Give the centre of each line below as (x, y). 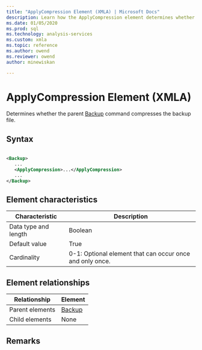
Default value (28, 244)
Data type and (29, 227)
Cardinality (25, 257)
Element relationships (48, 282)
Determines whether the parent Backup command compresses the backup (99, 114)
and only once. (90, 261)
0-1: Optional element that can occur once (130, 254)
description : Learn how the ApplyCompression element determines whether (101, 17)
